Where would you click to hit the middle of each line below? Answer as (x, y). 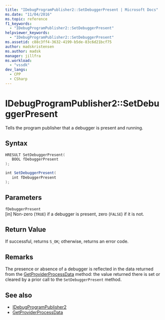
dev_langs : (16, 70)
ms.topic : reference (27, 19)
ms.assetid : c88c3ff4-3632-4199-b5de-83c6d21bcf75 (58, 42)
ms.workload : (19, 61)
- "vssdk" (20, 65)
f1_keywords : (19, 24)
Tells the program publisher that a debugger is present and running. (74, 128)
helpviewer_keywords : (27, 33)
